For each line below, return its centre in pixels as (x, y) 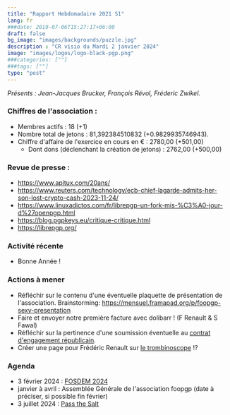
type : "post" (26, 73)
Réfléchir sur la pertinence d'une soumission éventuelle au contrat (114, 332)
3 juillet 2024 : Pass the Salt (58, 404)
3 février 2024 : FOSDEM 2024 (62, 381)
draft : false (26, 34)
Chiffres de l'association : (52, 112)
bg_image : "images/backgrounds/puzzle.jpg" (72, 40)
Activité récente (35, 246)
